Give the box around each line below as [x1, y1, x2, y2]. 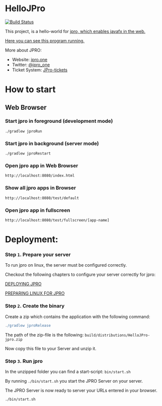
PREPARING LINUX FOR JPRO [5, 290, 65, 296]
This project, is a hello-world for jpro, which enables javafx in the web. [5, 28, 146, 34]
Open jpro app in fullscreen [5, 207, 70, 214]
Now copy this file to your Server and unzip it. [5, 345, 97, 351]
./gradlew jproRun [5, 129, 42, 134]
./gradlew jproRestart [5, 151, 51, 156]
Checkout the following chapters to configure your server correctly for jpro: [5, 271, 156, 277]
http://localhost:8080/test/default [5, 195, 79, 201]
